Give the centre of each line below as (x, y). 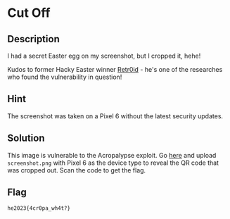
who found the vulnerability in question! (65, 77)
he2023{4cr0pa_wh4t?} (39, 208)
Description (33, 39)
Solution (26, 138)
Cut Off (29, 13)
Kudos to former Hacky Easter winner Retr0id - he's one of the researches (115, 69)
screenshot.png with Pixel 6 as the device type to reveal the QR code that (113, 163)
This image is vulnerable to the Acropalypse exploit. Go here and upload (112, 155)
